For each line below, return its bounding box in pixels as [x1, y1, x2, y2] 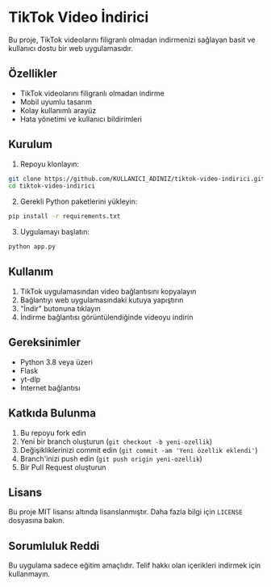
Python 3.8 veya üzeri [19, 357, 93, 367]
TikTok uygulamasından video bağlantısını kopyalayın [19, 286, 197, 296]
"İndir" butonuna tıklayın [19, 303, 101, 313]
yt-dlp [19, 374, 41, 384]
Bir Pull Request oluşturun [19, 462, 106, 472]
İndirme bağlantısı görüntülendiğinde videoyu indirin [19, 312, 194, 322]
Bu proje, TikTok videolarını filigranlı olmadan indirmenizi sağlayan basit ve [8, 35, 256, 44]
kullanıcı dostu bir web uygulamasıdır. [8, 43, 134, 53]
